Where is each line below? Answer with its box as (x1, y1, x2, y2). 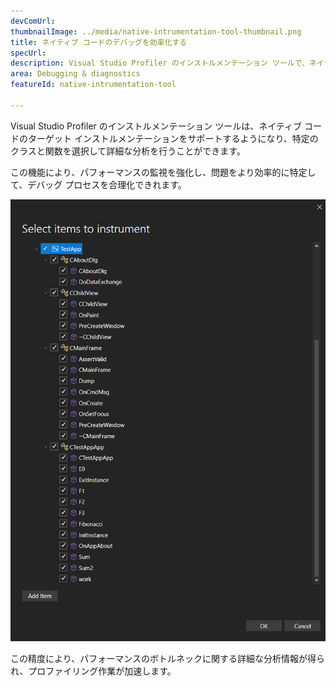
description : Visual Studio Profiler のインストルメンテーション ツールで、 (10, 58, 310, 69)
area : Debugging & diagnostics (10, 69, 141, 79)
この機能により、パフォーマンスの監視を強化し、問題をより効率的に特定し (10, 166, 317, 178)
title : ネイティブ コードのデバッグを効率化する (10, 37, 188, 47)
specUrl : (10, 48, 47, 58)
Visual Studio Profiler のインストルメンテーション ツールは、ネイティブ (10, 120, 303, 132)
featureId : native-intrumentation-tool (10, 80, 177, 90)
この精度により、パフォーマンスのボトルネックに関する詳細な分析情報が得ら (10, 652, 325, 664)
